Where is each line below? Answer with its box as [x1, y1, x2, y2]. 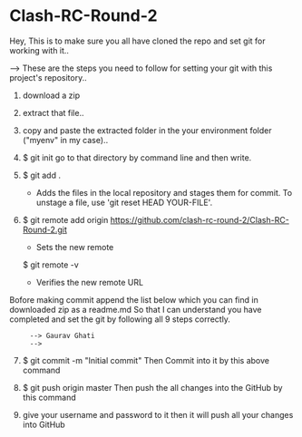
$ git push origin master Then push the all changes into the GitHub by [22, 382, 283, 393]
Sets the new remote [35, 241, 114, 252]
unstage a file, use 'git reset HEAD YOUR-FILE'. [35, 197, 213, 208]
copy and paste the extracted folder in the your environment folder [22, 124, 272, 136]
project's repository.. [9, 72, 88, 83]
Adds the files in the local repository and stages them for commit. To [35, 187, 293, 198]
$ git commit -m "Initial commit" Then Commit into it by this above [22, 354, 270, 365]
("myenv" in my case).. [22, 134, 109, 145]
